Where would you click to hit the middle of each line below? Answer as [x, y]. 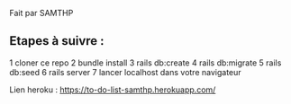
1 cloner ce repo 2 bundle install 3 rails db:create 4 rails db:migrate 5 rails [145, 63]
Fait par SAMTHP [41, 13]
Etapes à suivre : [57, 41]
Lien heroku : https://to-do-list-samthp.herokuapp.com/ [113, 90]
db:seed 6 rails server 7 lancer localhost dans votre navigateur [125, 72]
